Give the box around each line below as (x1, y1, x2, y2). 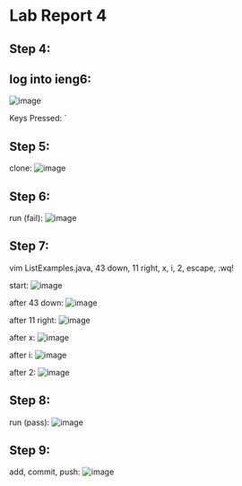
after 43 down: (9, 297, 65, 308)
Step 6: (9, 189, 51, 204)
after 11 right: (9, 314, 56, 325)
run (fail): (9, 213, 43, 224)
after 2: (9, 367, 36, 377)
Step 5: (9, 138, 51, 154)
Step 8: (9, 393, 51, 409)
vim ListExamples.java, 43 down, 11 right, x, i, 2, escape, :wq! (9, 262, 235, 273)
